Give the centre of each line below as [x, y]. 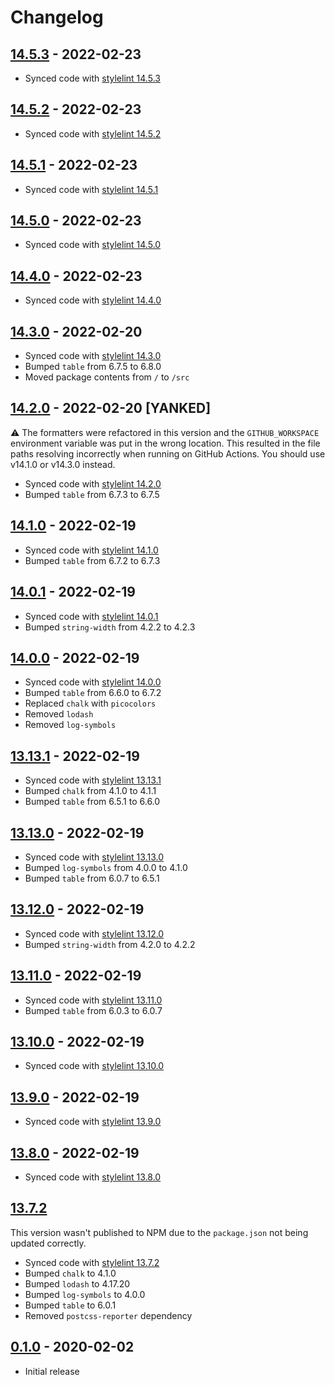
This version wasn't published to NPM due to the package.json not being [159, 1232]
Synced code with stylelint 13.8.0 [93, 1177]
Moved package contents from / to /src [107, 377]
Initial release [52, 1371]
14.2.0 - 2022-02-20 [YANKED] [111, 408]
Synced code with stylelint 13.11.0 [93, 1000]
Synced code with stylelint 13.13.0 [94, 857]
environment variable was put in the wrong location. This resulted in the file [165, 443]
